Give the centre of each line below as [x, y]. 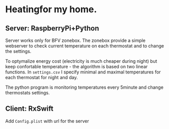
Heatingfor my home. [51, 9]
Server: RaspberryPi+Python [52, 28]
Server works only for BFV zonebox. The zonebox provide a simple [76, 40]
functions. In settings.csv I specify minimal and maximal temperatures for [83, 72]
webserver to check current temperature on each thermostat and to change [85, 46]
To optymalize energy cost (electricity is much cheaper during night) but [81, 61]
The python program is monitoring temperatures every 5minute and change [84, 87]
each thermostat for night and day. [41, 77]
